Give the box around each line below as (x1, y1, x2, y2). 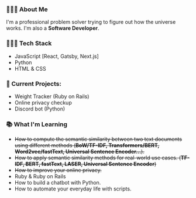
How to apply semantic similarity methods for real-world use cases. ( (14, 154, 181, 161)
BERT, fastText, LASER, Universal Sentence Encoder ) (25, 161, 157, 168)
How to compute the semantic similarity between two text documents (14, 136, 183, 143)
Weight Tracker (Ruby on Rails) (14, 93, 90, 100)
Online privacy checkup (14, 99, 72, 106)
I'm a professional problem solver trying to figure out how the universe (6, 19, 176, 26)
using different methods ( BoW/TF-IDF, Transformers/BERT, (14, 142, 160, 149)
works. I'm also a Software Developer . (6, 25, 99, 32)
